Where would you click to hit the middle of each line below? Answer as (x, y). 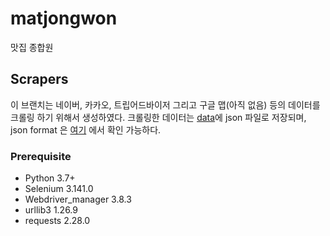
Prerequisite (41, 156)
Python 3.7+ (50, 178)
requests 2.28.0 (57, 221)
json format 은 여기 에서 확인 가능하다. (86, 129)
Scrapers (39, 79)
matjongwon (64, 18)
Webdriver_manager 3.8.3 (78, 199)
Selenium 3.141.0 (59, 189)
